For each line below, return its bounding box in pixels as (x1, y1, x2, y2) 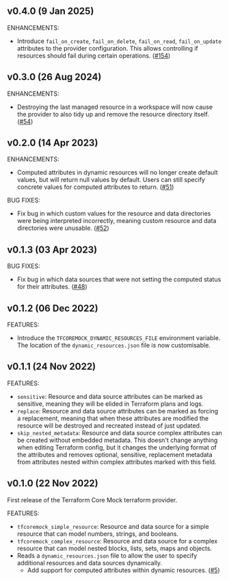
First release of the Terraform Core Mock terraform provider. (7, 495, 178, 504)
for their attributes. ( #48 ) (16, 283, 87, 291)
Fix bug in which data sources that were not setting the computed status (16, 275, 221, 283)
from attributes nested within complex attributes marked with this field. (16, 458, 217, 466)
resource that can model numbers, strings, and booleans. (16, 530, 179, 538)
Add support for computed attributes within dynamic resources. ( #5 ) (27, 566, 220, 574)
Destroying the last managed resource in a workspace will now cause (16, 103, 213, 111)
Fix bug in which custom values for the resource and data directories (16, 209, 211, 218)
